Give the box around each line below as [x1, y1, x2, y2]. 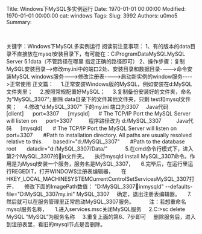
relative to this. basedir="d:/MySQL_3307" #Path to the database [6, 138, 185, 145]
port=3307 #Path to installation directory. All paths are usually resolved [6, 132, 192, 138]
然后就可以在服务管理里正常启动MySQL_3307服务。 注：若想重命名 [6, 198, 187, 205]
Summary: [6, 19, 32, 25]
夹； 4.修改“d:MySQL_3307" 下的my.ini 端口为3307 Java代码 [6, 103, 169, 110]
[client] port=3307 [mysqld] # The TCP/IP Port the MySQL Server [6, 110, 191, 117]
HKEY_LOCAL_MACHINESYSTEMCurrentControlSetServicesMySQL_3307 [6, 175, 190, 183]
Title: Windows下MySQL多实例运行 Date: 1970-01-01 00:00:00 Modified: [6, 5, 186, 12]
